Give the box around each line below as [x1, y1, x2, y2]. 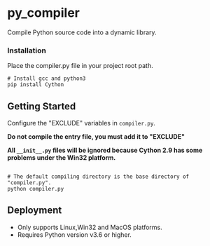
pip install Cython [7, 81, 64, 88]
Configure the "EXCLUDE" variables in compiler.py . [7, 119, 156, 128]
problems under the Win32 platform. [7, 153, 116, 162]
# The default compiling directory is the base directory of [7, 173, 190, 180]
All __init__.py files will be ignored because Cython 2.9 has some [7, 146, 203, 155]
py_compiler [7, 5, 80, 21]
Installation [7, 46, 47, 55]
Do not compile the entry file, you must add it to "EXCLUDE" [7, 132, 185, 141]
